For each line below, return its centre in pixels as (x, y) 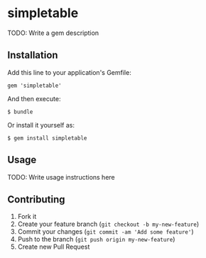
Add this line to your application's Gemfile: (69, 72)
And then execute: (34, 98)
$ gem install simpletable (47, 138)
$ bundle (20, 112)
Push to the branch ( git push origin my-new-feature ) (96, 239)
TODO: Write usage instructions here (61, 177)
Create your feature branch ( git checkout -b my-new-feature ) (108, 224)
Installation (33, 55)
